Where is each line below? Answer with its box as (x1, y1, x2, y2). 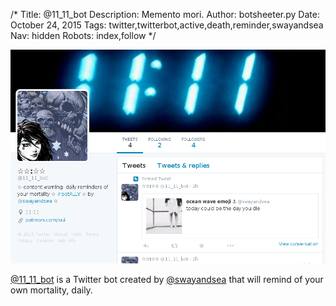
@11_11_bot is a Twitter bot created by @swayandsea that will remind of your (10, 273, 324, 285)
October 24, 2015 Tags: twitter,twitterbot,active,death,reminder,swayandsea (10, 19, 324, 31)
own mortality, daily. (10, 284, 93, 296)
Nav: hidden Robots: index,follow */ (10, 30, 157, 41)
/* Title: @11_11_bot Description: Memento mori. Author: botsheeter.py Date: (10, 9, 320, 20)
